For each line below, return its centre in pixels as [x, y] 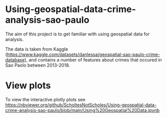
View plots [28, 85]
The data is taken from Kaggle [37, 49]
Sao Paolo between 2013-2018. [38, 65]
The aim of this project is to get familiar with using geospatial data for [78, 34]
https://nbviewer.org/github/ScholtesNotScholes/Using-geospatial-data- [81, 105]
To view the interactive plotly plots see [45, 99]
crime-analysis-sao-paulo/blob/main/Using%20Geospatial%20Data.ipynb [82, 110]
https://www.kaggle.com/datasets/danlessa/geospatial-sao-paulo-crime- [83, 54]
